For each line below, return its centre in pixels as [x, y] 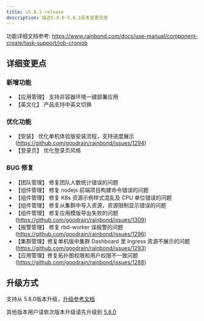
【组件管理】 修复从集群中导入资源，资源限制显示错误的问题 [90, 205]
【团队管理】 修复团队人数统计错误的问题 [67, 182]
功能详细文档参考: [29, 36]
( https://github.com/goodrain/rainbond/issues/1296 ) [81, 234]
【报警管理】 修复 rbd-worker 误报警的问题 [69, 227]
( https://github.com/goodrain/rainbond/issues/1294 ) [81, 143]
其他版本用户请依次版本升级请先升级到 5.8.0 [62, 312]
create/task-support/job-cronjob [47, 43]
